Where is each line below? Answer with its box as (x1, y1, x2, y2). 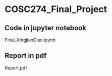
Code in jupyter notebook (5, 24, 87, 32)
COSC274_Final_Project (5, 4, 107, 15)
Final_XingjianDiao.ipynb (5, 37, 56, 43)
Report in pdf (5, 51, 47, 60)
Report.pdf (5, 64, 27, 71)
